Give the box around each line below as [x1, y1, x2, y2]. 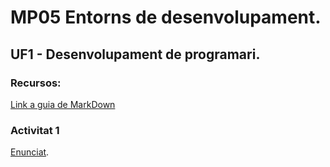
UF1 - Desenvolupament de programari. [10, 46, 261, 63]
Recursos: [10, 76, 62, 90]
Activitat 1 [10, 123, 60, 137]
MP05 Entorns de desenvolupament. [10, 6, 322, 29]
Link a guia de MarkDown [10, 98, 116, 110]
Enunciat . [10, 146, 50, 158]
